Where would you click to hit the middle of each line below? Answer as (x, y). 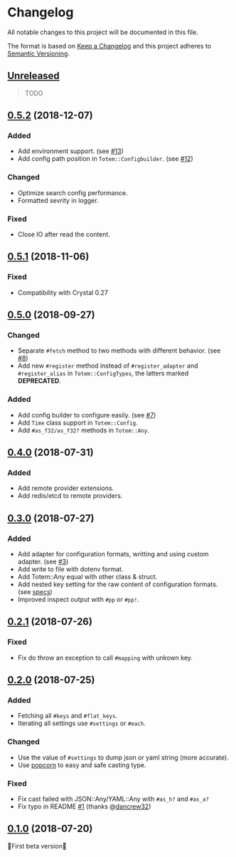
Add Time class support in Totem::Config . (78, 422)
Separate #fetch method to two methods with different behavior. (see (119, 350)
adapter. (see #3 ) (43, 562)
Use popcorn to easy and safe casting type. (82, 765)
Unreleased (34, 76)
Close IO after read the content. (64, 234)
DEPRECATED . (39, 381)
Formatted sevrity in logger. (58, 200)
